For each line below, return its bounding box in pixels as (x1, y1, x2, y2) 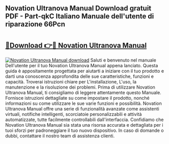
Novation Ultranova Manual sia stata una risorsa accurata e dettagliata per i (5, 122, 163, 128)
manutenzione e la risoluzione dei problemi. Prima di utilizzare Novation (5, 84, 155, 90)
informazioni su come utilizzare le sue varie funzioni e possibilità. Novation (5, 100, 162, 106)
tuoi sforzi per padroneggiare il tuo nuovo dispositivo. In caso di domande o (5, 127, 164, 133)
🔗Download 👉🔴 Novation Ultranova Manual (5, 41, 147, 50)
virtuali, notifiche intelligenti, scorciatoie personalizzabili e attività (5, 111, 142, 117)
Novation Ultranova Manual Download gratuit (5, 4, 152, 13)
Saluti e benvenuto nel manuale (90, 57, 156, 63)
